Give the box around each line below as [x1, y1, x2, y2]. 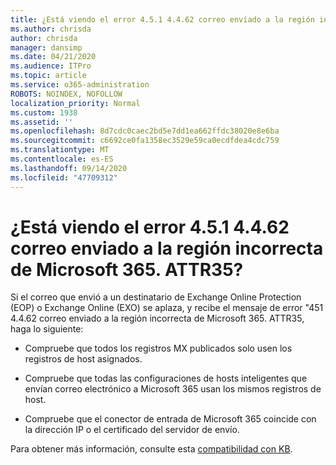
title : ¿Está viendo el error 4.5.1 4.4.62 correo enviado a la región [10, 14, 315, 25]
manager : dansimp [10, 42, 83, 53]
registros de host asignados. [24, 353, 143, 365]
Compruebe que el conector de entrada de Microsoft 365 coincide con [24, 413, 317, 425]
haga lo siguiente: [10, 323, 84, 335]
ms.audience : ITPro [10, 61, 92, 71]
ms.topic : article [10, 71, 87, 81]
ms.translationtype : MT [10, 145, 110, 155]
